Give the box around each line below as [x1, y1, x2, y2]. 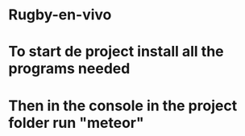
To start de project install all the [8, 43, 224, 61]
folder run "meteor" [8, 113, 144, 132]
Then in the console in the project [8, 97, 238, 114]
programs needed [8, 60, 131, 78]
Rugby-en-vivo [8, 6, 112, 24]
